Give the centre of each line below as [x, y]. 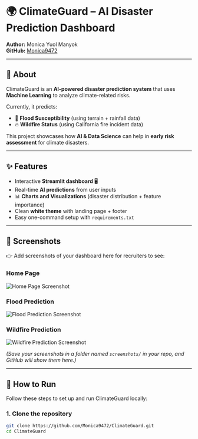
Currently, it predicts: [32, 106]
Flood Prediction [30, 302]
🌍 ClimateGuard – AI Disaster [80, 12]
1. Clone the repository [39, 414]
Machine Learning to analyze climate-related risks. [68, 95]
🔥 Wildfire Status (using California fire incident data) [79, 124]
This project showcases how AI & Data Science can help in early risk [90, 136]
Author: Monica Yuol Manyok [42, 44]
